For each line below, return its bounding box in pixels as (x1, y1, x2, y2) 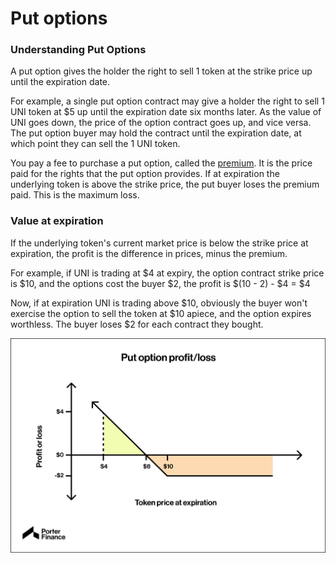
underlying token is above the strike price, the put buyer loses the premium (10, 178, 320, 191)
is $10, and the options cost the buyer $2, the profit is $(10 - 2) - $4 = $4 (10, 277, 311, 289)
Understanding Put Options (10, 43, 147, 57)
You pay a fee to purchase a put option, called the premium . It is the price (10, 157, 313, 169)
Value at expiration (10, 214, 104, 228)
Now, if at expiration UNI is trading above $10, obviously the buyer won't (10, 297, 308, 309)
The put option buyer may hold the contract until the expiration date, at (10, 127, 302, 139)
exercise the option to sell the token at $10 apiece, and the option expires (10, 307, 312, 319)
